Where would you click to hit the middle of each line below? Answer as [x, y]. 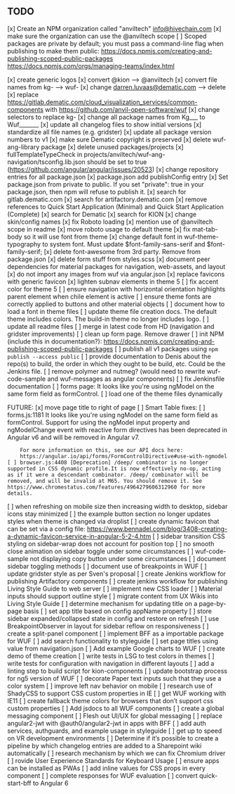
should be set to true [117, 162]
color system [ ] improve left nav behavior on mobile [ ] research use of [110, 686]
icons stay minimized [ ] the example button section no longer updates [109, 514]
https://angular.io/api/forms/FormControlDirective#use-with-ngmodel [124, 456]
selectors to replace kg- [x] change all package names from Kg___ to [106, 117]
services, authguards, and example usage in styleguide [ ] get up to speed [115, 731]
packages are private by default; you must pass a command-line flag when [116, 43]
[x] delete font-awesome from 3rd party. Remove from [122, 251]
